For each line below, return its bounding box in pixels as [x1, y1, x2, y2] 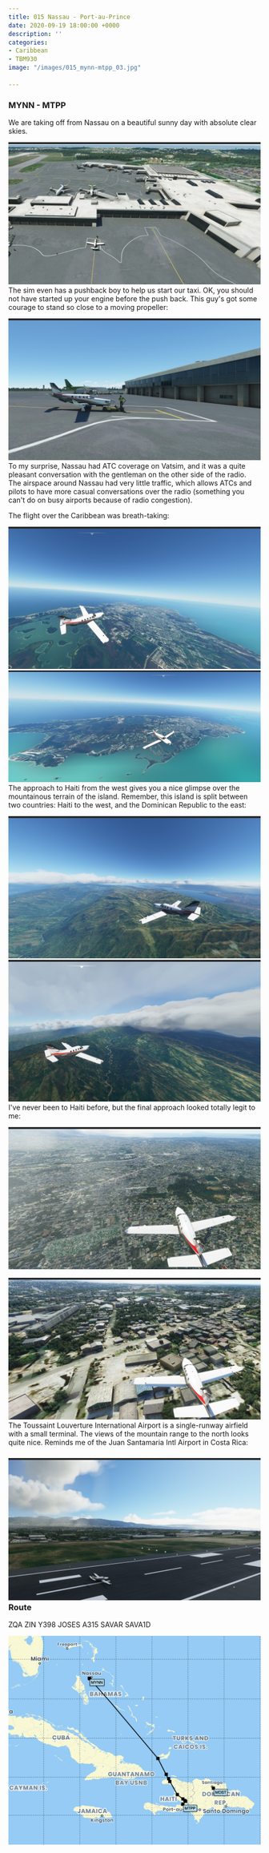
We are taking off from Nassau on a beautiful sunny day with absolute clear [8, 118, 257, 127]
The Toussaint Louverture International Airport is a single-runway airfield [8, 1420, 248, 1430]
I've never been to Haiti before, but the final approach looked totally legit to [8, 1102, 256, 1113]
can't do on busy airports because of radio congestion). [8, 495, 193, 505]
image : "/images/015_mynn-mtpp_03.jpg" [8, 64, 142, 72]
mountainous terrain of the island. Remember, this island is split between [8, 792, 248, 801]
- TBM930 [8, 55, 38, 63]
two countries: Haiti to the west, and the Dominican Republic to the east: [8, 800, 247, 810]
